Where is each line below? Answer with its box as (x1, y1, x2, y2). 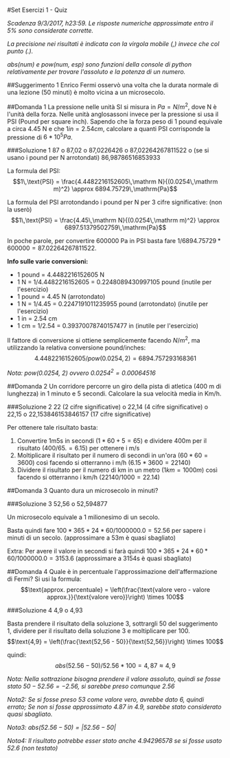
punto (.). (7, 47, 34, 55)
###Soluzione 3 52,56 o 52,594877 (7, 499, 108, 507)
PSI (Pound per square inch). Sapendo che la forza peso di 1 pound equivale (7, 117, 223, 126)
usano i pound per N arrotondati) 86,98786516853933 (7, 154, 161, 162)
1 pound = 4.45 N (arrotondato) (16, 292, 106, 301)
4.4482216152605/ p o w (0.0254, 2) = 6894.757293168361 (34, 354, 197, 363)
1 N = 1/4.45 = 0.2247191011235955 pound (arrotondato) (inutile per (16, 300, 208, 308)
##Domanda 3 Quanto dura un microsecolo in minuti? (7, 486, 159, 494)
